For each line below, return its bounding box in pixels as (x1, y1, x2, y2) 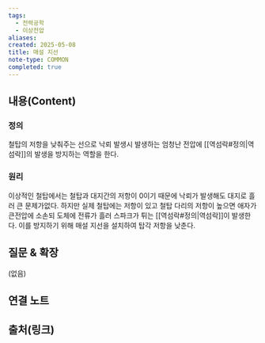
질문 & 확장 (8, 246, 59, 260)
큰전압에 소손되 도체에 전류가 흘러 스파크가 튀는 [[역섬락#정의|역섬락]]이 (8, 211, 230, 220)
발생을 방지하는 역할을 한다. (34, 150, 119, 159)
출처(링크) (8, 323, 55, 337)
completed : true (8, 63, 62, 71)
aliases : (8, 33, 37, 42)
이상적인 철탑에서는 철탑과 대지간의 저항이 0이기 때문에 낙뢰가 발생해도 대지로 (8, 191, 248, 200)
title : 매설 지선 (8, 48, 59, 56)
